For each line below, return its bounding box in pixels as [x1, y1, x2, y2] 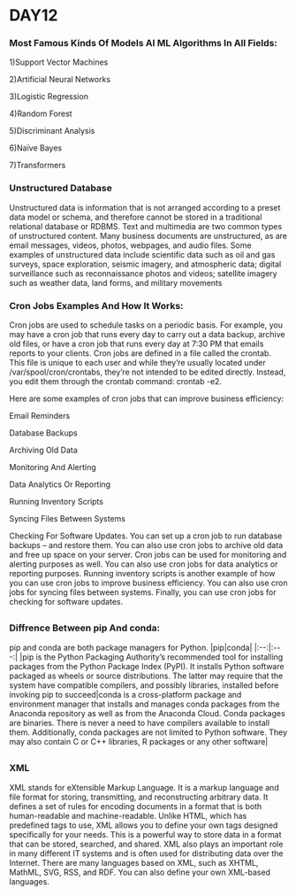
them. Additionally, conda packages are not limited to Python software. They [9, 727, 288, 738]
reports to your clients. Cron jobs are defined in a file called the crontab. [9, 348, 272, 359]
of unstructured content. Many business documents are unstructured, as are [9, 230, 288, 241]
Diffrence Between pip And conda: [9, 622, 161, 634]
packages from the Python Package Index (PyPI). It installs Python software [9, 660, 285, 671]
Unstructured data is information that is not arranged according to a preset [9, 202, 281, 212]
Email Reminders [9, 411, 71, 421]
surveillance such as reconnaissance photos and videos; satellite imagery [9, 267, 277, 279]
